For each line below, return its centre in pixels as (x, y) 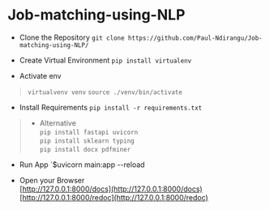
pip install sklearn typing (87, 141)
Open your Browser (52, 180)
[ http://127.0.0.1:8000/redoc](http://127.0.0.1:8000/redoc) (114, 197)
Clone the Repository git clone (72, 37)
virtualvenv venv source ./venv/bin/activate (105, 92)
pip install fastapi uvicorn (89, 132)
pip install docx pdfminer (85, 149)
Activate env (40, 75)
